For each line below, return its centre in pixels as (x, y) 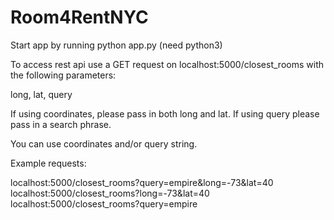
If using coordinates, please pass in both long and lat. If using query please (165, 113)
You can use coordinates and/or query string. (104, 143)
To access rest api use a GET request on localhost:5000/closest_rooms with (167, 64)
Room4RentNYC (79, 17)
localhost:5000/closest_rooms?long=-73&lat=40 (110, 193)
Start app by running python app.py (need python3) (116, 45)
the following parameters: (63, 75)
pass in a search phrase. (61, 124)
